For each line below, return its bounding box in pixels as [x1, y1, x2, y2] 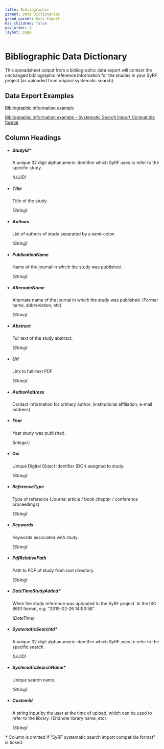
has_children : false [5, 21, 47, 26]
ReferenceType [12, 484, 44, 490]
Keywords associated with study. [12, 534, 79, 540]
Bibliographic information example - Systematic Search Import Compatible [5, 114, 155, 120]
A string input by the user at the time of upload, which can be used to [12, 710, 152, 716]
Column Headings [5, 134, 61, 142]
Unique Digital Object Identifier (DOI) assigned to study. [12, 463, 125, 469]
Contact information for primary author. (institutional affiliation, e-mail [12, 401, 153, 407]
